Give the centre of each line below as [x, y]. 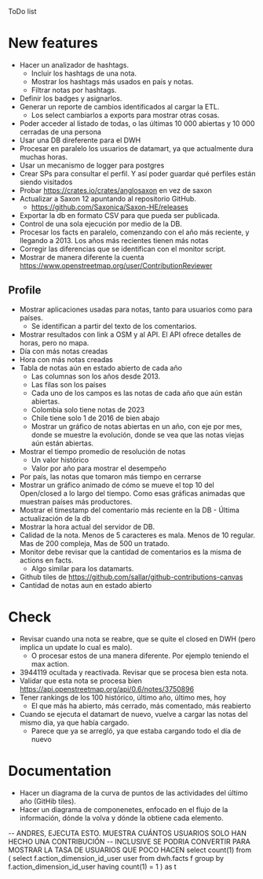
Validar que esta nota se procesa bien [81, 681]
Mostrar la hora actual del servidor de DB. [87, 526]
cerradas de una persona [60, 131]
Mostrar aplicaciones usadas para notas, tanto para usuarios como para [136, 309]
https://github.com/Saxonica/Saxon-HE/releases [110, 207]
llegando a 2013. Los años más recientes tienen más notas [114, 240]
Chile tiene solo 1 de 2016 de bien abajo [95, 418]
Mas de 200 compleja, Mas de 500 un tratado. [95, 543]
